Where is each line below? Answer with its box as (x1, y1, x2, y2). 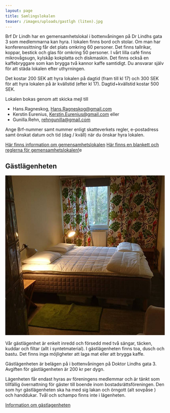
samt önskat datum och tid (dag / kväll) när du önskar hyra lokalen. (5, 132, 145, 138)
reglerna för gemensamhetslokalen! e (5, 147, 82, 153)
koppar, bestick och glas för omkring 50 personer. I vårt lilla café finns (5, 50, 151, 56)
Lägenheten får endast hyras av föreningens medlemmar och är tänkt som (5, 376, 160, 382)
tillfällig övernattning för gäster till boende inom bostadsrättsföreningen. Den (5, 382, 164, 388)
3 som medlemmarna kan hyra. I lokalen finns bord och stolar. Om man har (5, 39, 161, 45)
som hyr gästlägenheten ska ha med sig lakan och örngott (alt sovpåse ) (5, 387, 156, 393)
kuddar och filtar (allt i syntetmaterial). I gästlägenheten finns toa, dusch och (5, 346, 165, 352)
